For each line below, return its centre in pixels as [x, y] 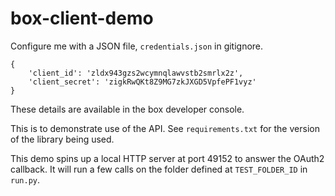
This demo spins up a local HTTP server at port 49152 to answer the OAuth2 [167, 158]
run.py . [25, 179]
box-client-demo [82, 18]
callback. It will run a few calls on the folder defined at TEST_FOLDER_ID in [159, 169]
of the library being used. [62, 139]
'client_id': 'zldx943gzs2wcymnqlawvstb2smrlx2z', [136, 73]
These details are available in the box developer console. [127, 109]
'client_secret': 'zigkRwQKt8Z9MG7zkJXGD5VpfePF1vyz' [142, 82]
